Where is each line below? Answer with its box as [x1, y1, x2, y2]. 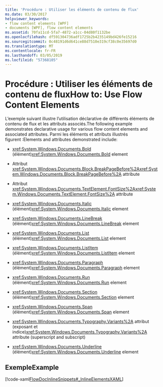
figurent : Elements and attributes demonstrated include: [5, 137, 118, 142]
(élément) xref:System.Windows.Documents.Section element [12, 294, 135, 300]
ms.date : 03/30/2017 [5, 12, 47, 17]
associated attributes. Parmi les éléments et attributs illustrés [5, 131, 128, 138]
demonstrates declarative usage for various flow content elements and [5, 126, 148, 132]
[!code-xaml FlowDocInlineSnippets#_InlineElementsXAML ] [5, 376, 124, 382]
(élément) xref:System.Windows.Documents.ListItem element [12, 250, 135, 256]
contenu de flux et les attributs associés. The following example [5, 121, 133, 127]
